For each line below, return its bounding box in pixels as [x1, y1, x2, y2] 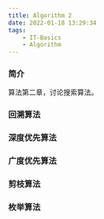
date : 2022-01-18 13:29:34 [8, 19, 97, 27]
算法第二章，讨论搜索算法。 [8, 87, 98, 97]
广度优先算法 [8, 155, 58, 166]
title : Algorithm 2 [8, 11, 72, 20]
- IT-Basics [22, 33, 61, 42]
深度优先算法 [8, 132, 58, 143]
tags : [8, 26, 26, 34]
